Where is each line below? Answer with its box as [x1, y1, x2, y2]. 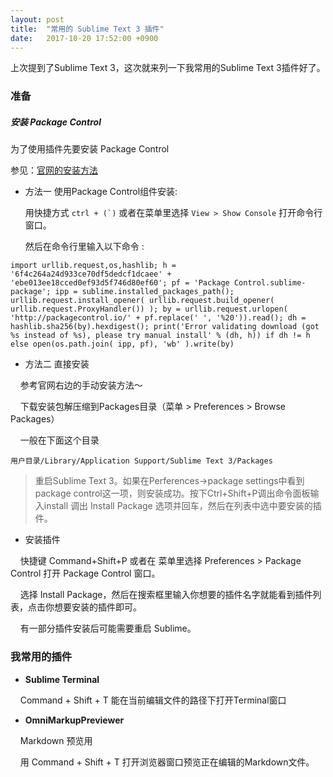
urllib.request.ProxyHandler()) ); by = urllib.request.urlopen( [10, 304, 288, 315]
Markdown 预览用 [19, 734, 93, 746]
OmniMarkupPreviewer [24, 714, 125, 726]
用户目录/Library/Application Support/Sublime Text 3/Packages [10, 456, 273, 466]
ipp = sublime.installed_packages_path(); [54, 287, 235, 297]
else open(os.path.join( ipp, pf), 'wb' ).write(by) [10, 339, 235, 350]
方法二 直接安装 [24, 358, 90, 370]
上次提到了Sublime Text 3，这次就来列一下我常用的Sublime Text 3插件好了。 [10, 62, 326, 74]
